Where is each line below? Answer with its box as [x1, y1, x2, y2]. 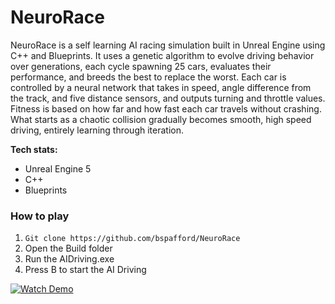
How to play [10, 209, 70, 223]
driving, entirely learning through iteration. [10, 124, 184, 136]
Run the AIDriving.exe [24, 253, 115, 265]
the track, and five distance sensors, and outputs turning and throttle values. [10, 92, 326, 104]
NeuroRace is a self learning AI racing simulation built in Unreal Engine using [10, 39, 326, 51]
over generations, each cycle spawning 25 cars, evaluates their [10, 60, 272, 72]
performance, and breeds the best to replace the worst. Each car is [10, 71, 287, 83]
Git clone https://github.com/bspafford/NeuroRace [24, 234, 241, 244]
